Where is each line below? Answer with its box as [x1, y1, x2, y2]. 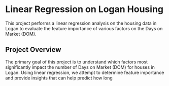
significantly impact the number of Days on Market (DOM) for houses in [5, 64, 155, 70]
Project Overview [5, 45, 61, 54]
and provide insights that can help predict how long [5, 74, 113, 81]
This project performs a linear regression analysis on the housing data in [5, 20, 157, 26]
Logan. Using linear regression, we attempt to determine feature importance [5, 69, 164, 75]
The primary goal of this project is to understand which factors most [5, 59, 148, 65]
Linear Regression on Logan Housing [5, 4, 164, 15]
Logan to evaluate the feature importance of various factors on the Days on [5, 25, 163, 31]
